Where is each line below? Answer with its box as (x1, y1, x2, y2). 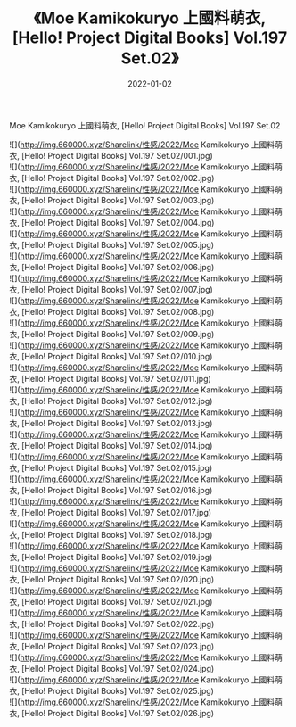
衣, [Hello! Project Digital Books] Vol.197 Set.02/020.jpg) (9, 574, 215, 584)
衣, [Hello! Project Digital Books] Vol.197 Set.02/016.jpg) (9, 484, 213, 495)
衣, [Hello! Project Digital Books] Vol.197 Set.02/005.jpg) (9, 239, 215, 250)
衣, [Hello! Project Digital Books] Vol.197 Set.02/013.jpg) (9, 417, 213, 428)
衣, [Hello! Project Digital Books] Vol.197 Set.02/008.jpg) (9, 306, 215, 317)
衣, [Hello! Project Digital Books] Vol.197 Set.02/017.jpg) (9, 507, 212, 517)
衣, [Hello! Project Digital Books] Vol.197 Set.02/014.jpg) (9, 440, 213, 450)
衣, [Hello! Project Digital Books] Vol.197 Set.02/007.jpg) (9, 284, 214, 294)
